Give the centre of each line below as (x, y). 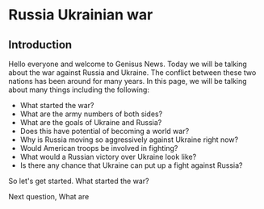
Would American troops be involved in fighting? (99, 148)
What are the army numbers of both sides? (91, 114)
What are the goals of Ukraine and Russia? (91, 122)
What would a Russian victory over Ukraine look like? (108, 157)
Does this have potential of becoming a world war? (105, 131)
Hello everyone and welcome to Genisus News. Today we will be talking (128, 64)
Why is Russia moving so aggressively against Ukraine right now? (129, 140)
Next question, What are (49, 196)
